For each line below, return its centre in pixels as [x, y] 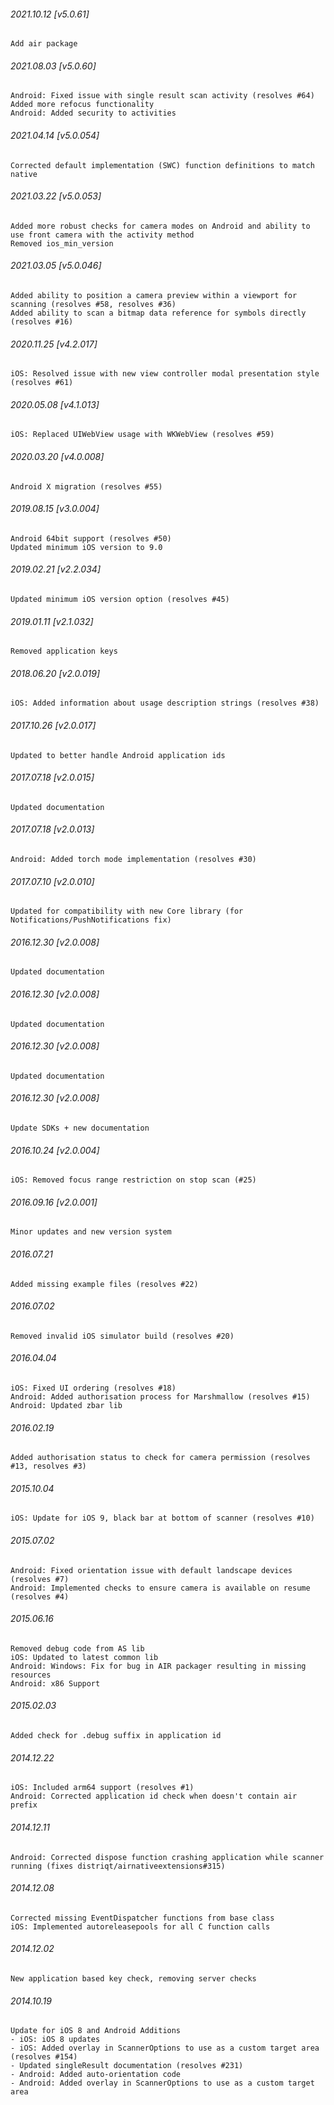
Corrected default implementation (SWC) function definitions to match [162, 165]
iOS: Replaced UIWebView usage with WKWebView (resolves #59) [142, 435]
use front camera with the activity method [102, 235]
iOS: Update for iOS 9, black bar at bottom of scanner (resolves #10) [162, 1518]
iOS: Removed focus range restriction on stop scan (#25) [133, 1180]
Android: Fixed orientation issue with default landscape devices [151, 1570]
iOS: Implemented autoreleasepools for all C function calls [140, 1926]
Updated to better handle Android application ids [118, 755]
